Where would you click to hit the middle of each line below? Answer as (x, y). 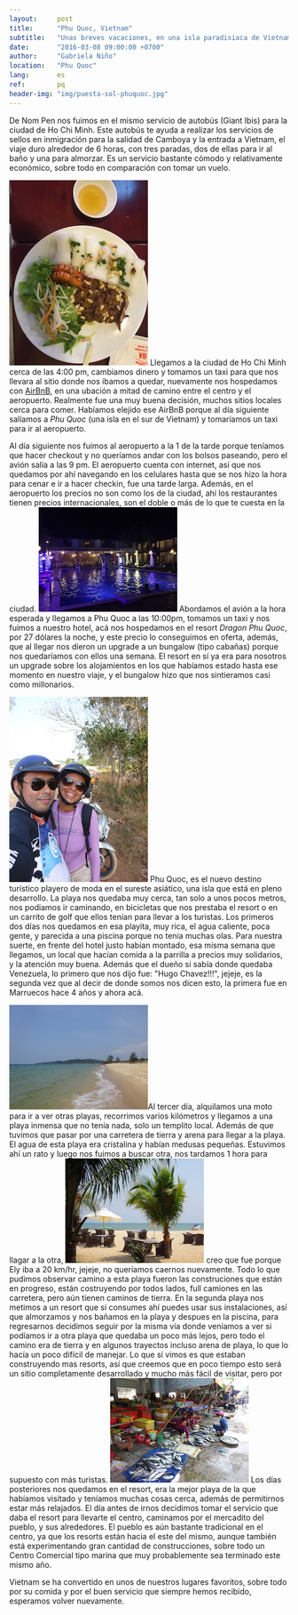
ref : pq (37, 85)
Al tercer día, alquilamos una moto (210, 1106)
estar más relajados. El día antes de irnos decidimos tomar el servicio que (144, 1507)
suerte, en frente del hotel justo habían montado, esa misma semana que (142, 945)
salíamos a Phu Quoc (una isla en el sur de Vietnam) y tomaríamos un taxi (143, 419)
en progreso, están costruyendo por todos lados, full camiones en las (136, 1288)
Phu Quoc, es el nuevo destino (205, 879)
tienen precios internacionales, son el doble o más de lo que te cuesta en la (147, 502)
